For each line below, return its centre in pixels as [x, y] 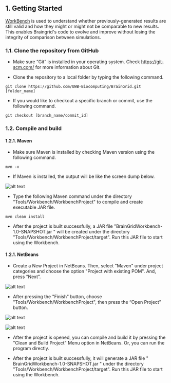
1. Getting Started [34, 8]
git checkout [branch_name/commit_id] [47, 116]
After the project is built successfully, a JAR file [63, 226]
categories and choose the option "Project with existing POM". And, [84, 271]
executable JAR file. [34, 207]
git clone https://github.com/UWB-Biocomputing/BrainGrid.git [73, 87]
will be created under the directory [93, 232]
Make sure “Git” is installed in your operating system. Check [76, 62]
